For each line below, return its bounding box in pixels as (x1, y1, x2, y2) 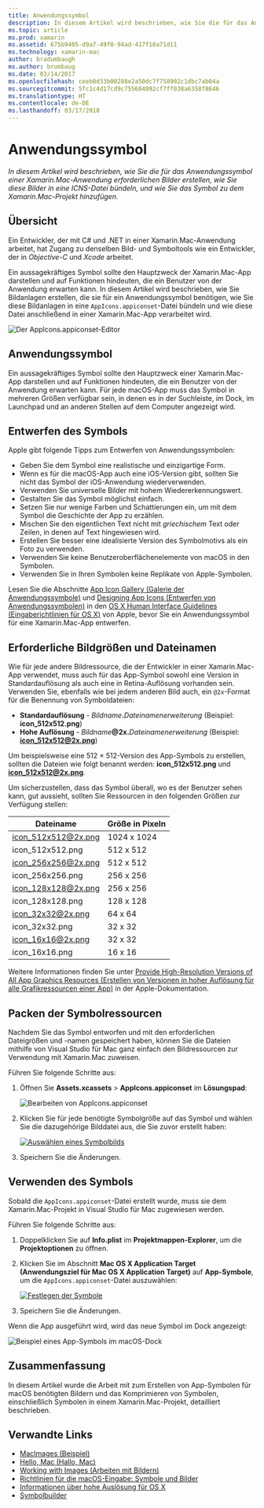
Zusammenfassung (8, 1359, 106, 1373)
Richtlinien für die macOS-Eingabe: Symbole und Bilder (19, 1474, 199, 1484)
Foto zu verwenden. (19, 544, 85, 554)
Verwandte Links (8, 1428, 93, 1442)
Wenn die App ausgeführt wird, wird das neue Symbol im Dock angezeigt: (8, 1321, 247, 1331)
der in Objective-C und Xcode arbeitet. (8, 252, 134, 261)
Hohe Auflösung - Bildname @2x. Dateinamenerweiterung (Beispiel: (19, 728, 240, 737)
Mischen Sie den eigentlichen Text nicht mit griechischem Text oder (19, 519, 240, 528)
